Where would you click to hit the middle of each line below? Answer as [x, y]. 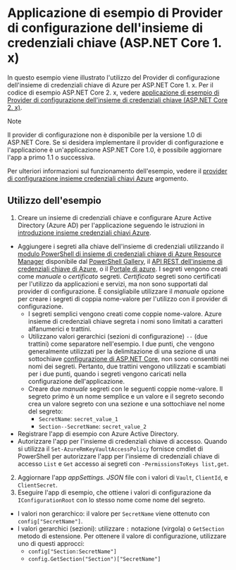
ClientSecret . [37, 485]
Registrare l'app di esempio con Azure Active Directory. [98, 433]
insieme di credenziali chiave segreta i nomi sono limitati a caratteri [125, 321]
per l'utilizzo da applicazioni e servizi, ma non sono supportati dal [112, 284]
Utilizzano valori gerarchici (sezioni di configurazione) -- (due [118, 336]
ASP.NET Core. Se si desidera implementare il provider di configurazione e [116, 142]
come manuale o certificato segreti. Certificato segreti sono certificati [119, 276]
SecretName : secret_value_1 [78, 418]
